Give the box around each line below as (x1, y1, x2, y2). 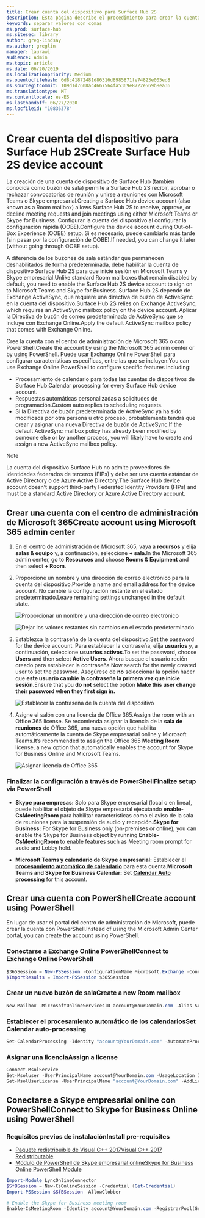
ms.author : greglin (6, 43, 56, 49)
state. (15, 600, 30, 607)
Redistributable (15, 1153, 54, 1160)
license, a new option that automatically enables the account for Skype (15, 744, 194, 751)
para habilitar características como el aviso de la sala (60, 811, 194, 819)
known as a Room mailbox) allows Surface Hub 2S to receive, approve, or (6, 204, 191, 211)
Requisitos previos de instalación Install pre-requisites (6, 1132, 170, 1140)
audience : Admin (6, 54, 48, 60)
